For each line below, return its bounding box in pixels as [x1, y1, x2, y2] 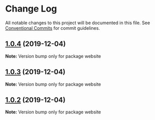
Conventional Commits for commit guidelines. [5, 25, 100, 31]
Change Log [5, 3, 57, 15]
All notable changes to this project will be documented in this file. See [5, 20, 150, 26]
